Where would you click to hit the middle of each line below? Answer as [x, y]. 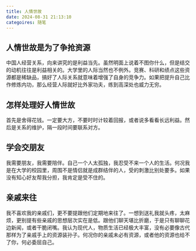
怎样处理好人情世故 [41, 105]
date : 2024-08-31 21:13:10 [39, 17]
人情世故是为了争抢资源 [48, 47]
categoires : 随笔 [26, 22]
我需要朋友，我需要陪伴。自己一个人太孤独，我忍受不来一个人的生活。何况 [95, 163]
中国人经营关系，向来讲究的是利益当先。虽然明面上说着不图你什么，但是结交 [98, 63]
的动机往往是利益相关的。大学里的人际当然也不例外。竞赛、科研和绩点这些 [95, 70]
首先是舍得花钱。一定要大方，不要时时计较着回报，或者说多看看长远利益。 [95, 120]
